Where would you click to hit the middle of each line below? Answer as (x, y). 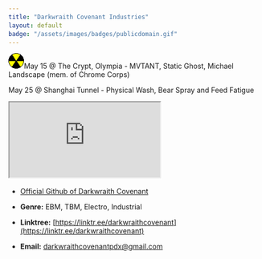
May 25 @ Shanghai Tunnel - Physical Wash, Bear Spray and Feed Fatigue (131, 90)
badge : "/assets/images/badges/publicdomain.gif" (93, 34)
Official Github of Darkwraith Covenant (84, 192)
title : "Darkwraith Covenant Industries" (79, 17)
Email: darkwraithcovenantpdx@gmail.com (91, 247)
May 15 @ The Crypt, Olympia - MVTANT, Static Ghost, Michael (129, 66)
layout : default (35, 25)
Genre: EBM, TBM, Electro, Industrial (81, 207)
